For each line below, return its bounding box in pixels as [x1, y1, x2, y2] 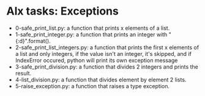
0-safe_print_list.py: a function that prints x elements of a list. [15, 24, 170, 32]
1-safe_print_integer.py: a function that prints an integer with [15, 30, 168, 38]
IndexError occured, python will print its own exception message [15, 57, 178, 64]
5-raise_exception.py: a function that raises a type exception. [15, 82, 170, 89]
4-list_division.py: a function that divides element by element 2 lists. [15, 76, 187, 83]
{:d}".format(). [15, 37, 51, 44]
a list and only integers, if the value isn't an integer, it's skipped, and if [15, 50, 192, 57]
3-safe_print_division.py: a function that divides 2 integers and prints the [15, 63, 199, 70]
